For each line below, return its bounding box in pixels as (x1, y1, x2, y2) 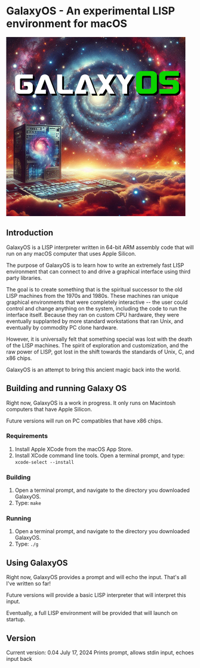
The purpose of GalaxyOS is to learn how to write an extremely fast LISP (6, 261, 184, 269)
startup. (6, 616, 26, 623)
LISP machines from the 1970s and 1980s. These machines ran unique (6, 292, 179, 299)
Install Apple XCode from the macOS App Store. (14, 445, 133, 452)
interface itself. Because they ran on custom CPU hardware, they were (6, 311, 179, 318)
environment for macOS (6, 17, 127, 30)
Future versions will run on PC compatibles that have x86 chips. (6, 417, 163, 424)
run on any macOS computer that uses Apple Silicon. (6, 250, 136, 257)
